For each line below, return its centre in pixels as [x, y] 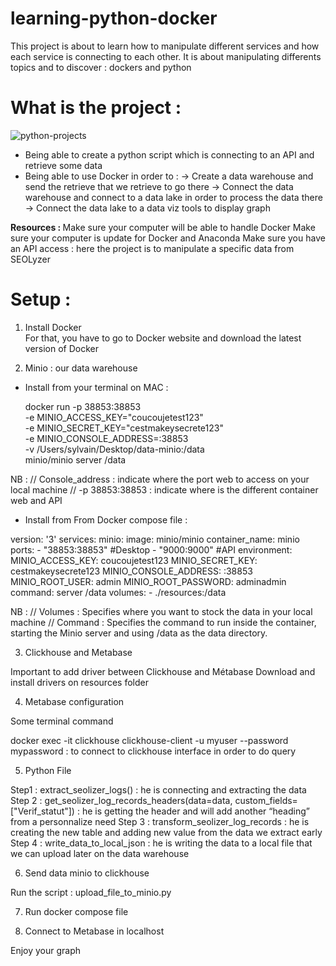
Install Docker [53, 327]
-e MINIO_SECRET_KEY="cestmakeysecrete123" [124, 428]
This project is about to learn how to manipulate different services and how [165, 46]
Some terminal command [62, 721]
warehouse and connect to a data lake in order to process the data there [173, 197]
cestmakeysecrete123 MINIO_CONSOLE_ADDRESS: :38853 [131, 571]
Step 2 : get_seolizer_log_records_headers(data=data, [121, 800]
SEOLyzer [30, 259]
